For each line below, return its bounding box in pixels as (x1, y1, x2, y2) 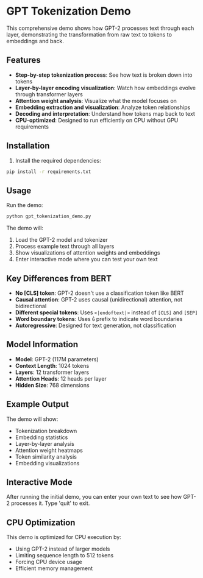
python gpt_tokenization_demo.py (6, 213, 91, 220)
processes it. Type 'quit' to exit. (11, 499, 90, 507)
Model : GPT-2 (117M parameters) (15, 355, 99, 363)
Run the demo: (6, 202, 43, 209)
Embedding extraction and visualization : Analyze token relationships (15, 104, 191, 111)
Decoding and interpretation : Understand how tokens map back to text (15, 110, 195, 117)
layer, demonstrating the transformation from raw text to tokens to (6, 30, 173, 38)
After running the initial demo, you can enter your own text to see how (6, 493, 182, 501)
